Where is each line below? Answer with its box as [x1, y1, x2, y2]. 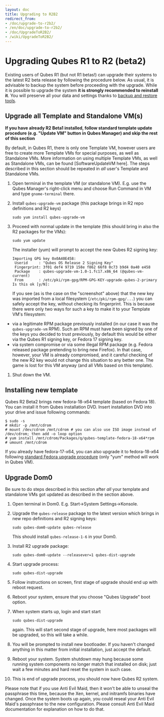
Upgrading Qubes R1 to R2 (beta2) [5, 56, 146, 67]
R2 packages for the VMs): [12, 229, 67, 234]
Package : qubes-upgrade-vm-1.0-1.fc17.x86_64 [14, 269, 118, 274]
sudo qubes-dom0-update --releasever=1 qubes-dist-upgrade [12, 553, 136, 558]
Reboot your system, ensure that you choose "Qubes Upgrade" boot [12, 594, 151, 600]
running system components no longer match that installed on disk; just [12, 661, 157, 667]
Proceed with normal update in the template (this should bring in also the [12, 223, 159, 229]
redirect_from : [5, 16, 36, 21]
